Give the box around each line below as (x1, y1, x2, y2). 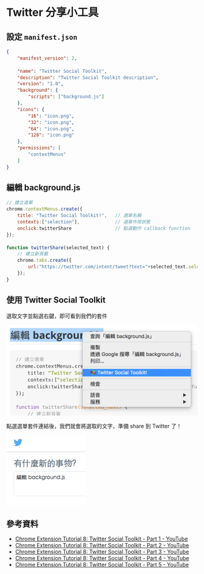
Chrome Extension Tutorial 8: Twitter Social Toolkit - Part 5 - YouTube (15, 561, 189, 569)
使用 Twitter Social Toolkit (6, 295, 106, 306)
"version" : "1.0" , (17, 81, 64, 87)
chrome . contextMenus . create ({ (6, 206, 83, 213)
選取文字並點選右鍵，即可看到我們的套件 (6, 312, 107, 319)
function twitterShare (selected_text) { (6, 244, 110, 251)
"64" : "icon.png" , (28, 126, 75, 132)
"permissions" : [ (17, 145, 61, 151)
